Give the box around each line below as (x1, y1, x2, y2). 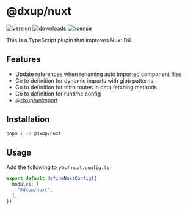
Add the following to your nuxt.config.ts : (6, 163, 111, 171)
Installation (6, 114, 50, 125)
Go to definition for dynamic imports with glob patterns (15, 77, 154, 84)
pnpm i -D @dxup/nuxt (6, 130, 62, 137)
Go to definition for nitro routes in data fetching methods (15, 83, 157, 91)
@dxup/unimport (15, 96, 58, 103)
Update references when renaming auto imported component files (15, 70, 182, 78)
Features (6, 54, 41, 65)
